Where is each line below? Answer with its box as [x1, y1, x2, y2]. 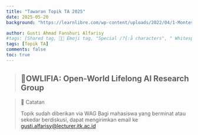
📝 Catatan [20, 98, 45, 106]
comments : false [6, 46, 46, 53]
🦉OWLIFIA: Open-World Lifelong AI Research [20, 74, 190, 84]
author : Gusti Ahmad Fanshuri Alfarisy [6, 30, 104, 36]
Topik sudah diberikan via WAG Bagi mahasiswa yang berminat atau [20, 110, 186, 117]
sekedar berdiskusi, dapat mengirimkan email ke [20, 116, 138, 123]
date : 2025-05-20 [6, 14, 49, 20]
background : [6, 19, 35, 25]
